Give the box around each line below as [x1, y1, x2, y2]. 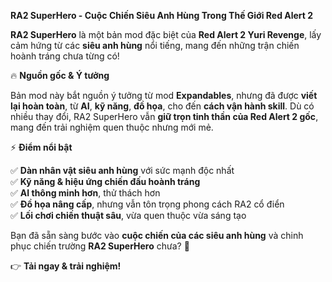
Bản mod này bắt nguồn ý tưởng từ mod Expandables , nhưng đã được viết [10, 90, 318, 101]
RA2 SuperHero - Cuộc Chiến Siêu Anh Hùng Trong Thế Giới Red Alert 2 [10, 10, 314, 21]
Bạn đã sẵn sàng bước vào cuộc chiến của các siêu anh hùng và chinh [10, 230, 304, 241]
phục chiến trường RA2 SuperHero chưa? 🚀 [10, 240, 190, 252]
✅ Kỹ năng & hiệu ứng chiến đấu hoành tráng [10, 176, 201, 187]
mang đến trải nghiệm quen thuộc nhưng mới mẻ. [10, 121, 214, 133]
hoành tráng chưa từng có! [10, 50, 120, 62]
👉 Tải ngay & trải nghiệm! [10, 260, 122, 272]
